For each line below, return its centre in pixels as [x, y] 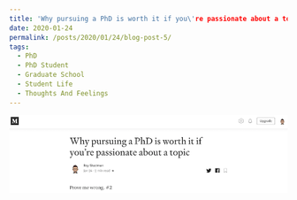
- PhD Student [43, 65]
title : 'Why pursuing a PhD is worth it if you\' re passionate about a [144, 19]
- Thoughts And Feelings [63, 93]
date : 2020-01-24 [41, 28]
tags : [19, 47]
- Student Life [45, 84]
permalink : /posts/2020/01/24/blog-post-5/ [91, 37]
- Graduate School [51, 75]
